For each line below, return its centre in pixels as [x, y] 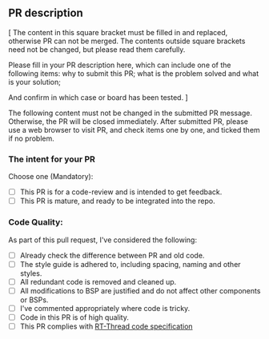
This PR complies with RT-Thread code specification [106, 326]
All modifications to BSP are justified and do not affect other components [140, 290]
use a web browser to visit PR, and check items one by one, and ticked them [134, 130]
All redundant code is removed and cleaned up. [98, 281]
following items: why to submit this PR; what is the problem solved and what [134, 73]
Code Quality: [36, 222]
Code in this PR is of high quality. [74, 317]
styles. [31, 273]
